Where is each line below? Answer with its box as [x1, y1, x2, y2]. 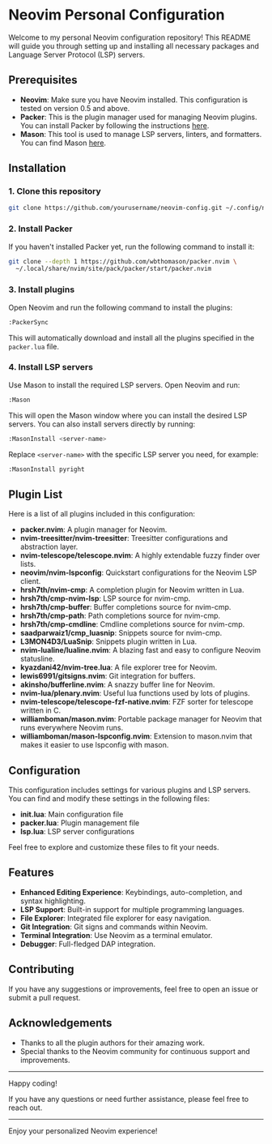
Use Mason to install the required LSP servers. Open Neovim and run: [8, 379, 240, 390]
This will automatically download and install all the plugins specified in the [8, 332, 255, 342]
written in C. [19, 705, 62, 715]
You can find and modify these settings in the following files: [8, 794, 210, 803]
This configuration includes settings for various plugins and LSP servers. [8, 785, 251, 795]
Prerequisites [8, 73, 78, 87]
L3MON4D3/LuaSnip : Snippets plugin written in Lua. [19, 636, 198, 646]
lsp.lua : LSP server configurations [19, 827, 135, 837]
